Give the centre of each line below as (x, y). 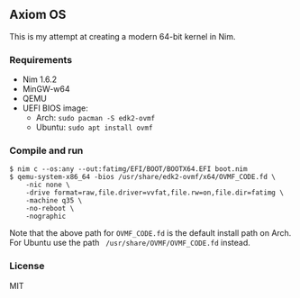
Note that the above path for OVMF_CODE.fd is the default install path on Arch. (150, 233)
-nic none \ (48, 185)
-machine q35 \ (54, 201)
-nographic (46, 217)
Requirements (41, 59)
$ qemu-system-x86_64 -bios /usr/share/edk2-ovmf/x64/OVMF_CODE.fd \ (143, 177)
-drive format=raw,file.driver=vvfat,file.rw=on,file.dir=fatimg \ (155, 193)
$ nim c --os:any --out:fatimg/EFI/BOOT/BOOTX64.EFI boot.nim (128, 169)
